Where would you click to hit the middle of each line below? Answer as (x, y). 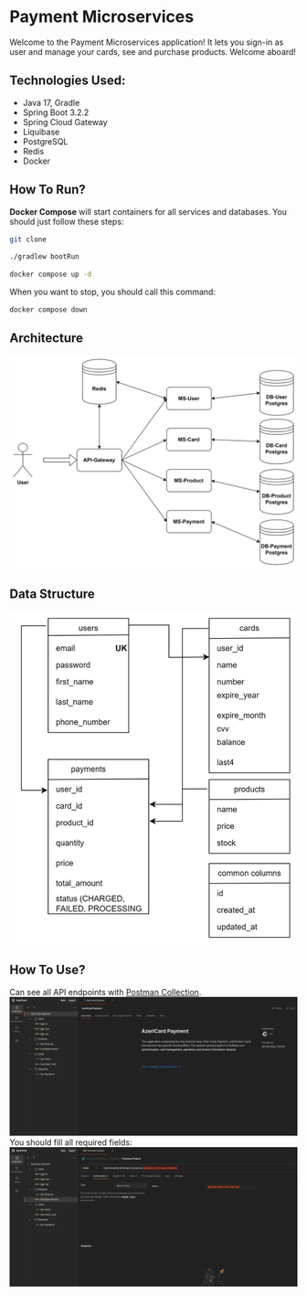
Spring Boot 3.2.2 (56, 112)
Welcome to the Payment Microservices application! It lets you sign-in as (147, 42)
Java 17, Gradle (51, 102)
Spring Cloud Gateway (65, 122)
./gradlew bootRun (44, 257)
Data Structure (53, 595)
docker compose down (49, 310)
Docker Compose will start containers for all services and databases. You (148, 211)
